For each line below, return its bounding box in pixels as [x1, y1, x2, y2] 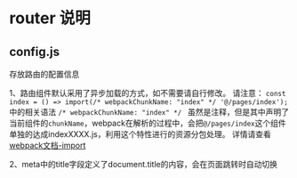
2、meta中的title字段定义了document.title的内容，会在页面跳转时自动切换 [9, 159, 278, 169]
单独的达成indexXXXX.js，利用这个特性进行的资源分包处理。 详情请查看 [9, 129, 271, 139]
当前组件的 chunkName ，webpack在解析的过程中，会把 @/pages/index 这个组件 [9, 117, 286, 128]
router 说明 [9, 8, 92, 28]
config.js [9, 44, 60, 59]
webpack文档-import [9, 140, 86, 150]
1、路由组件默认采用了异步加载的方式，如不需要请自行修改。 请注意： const [9, 88, 286, 98]
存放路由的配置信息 [9, 69, 80, 79]
